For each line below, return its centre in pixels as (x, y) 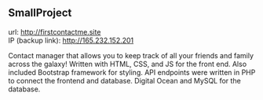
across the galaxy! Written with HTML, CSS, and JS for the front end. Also (128, 64)
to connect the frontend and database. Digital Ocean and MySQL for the (124, 80)
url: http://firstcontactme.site (55, 31)
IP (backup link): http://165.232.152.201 (71, 40)
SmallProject (40, 13)
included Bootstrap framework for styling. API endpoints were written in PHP (132, 72)
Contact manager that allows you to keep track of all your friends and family (131, 55)
